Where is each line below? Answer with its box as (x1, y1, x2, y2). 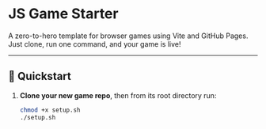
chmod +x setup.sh (19, 106, 81, 114)
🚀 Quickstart (8, 70, 71, 83)
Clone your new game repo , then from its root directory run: (19, 90, 217, 100)
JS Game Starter (8, 5, 119, 23)
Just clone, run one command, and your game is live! (8, 39, 181, 48)
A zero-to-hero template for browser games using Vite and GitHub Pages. (8, 31, 249, 40)
